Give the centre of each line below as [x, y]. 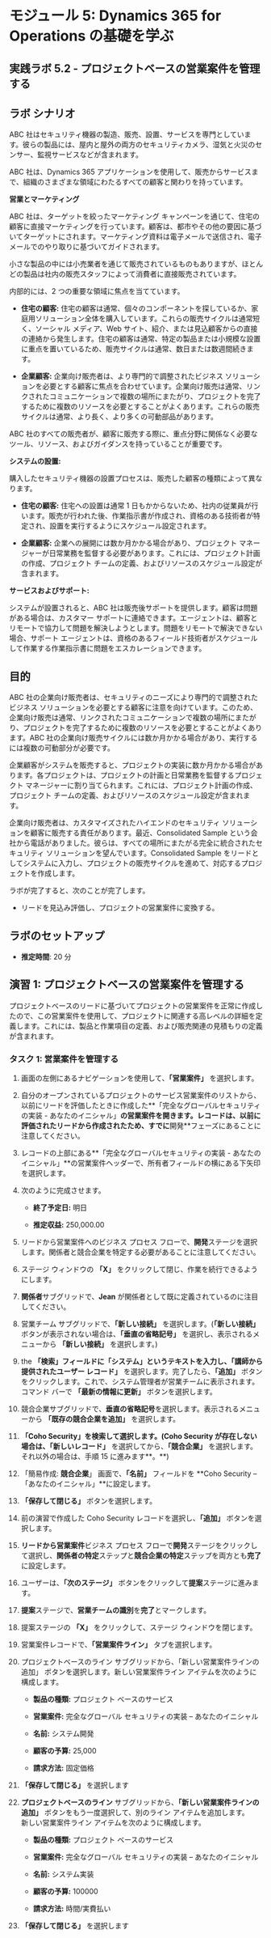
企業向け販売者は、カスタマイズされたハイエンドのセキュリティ [115, 823]
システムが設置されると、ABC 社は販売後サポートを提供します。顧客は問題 [133, 608]
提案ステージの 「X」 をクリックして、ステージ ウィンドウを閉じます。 [139, 1627]
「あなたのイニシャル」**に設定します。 [88, 1484]
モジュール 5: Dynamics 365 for [115, 16]
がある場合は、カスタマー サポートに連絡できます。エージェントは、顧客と [133, 618]
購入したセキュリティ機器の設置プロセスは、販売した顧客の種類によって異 [133, 478]
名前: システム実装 [63, 1874]
